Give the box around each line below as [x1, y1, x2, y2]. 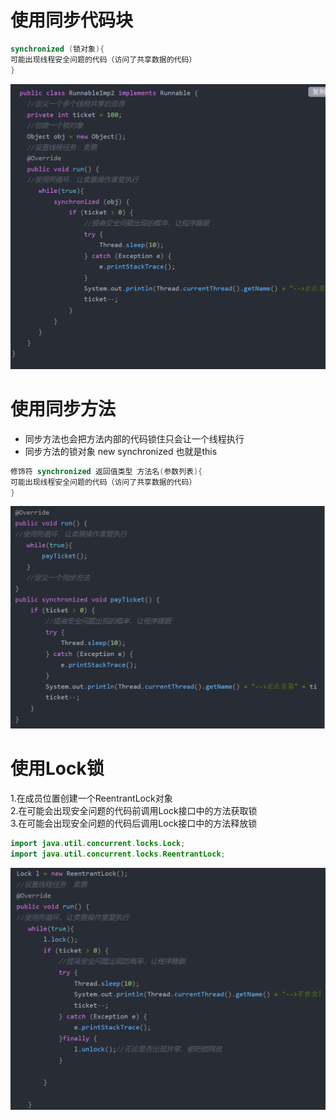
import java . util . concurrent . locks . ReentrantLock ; [10, 849, 226, 860]
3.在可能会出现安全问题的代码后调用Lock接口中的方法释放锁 [10, 817, 258, 830]
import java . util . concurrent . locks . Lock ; [10, 839, 186, 849]
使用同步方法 [10, 398, 117, 420]
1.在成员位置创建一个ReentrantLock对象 [10, 792, 173, 805]
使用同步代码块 [10, 9, 134, 32]
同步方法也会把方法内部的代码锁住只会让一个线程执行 [24, 432, 245, 445]
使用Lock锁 [10, 757, 105, 780]
